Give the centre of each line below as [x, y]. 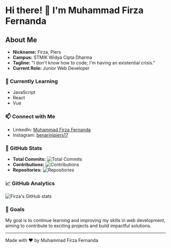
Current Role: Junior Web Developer [51, 68]
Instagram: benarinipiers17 [40, 135]
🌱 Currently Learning [32, 81]
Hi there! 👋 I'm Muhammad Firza [75, 10]
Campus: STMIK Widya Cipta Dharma [52, 57]
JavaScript [24, 92]
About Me [21, 40]
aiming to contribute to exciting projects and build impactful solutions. [78, 226]
